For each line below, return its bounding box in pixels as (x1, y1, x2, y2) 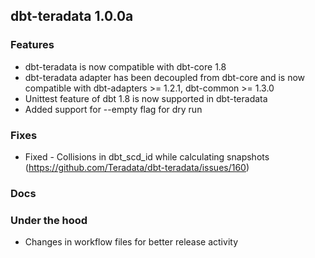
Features (10, 38, 55, 52)
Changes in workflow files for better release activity (24, 236, 238, 248)
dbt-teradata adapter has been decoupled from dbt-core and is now (24, 71, 306, 83)
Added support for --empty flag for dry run (24, 103, 203, 115)
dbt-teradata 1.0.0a (10, 8, 134, 25)
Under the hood (10, 213, 88, 227)
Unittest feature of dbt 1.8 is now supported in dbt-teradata (24, 92, 268, 104)
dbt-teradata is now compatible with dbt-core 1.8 (24, 60, 227, 73)
